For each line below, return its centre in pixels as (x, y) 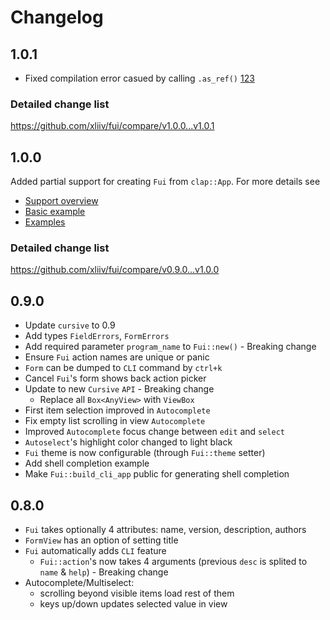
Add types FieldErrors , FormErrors (97, 336)
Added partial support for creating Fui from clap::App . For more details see (165, 182)
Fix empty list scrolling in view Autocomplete (115, 421)
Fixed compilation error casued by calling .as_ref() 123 (139, 78)
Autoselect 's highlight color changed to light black (128, 442)
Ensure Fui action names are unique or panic (117, 357)
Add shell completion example (87, 463)
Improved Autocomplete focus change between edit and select (154, 432)
